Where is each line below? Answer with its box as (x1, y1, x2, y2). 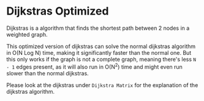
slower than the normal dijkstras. (6, 69, 89, 77)
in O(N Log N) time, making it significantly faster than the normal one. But (6, 49, 192, 56)
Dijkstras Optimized (6, 4, 109, 18)
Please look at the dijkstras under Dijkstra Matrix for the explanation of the (6, 81, 198, 89)
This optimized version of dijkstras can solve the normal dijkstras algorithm (6, 43, 196, 50)
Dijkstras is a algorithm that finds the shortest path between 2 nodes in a (6, 24, 190, 32)
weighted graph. (6, 30, 48, 38)
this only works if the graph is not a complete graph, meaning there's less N (6, 55, 197, 63)
